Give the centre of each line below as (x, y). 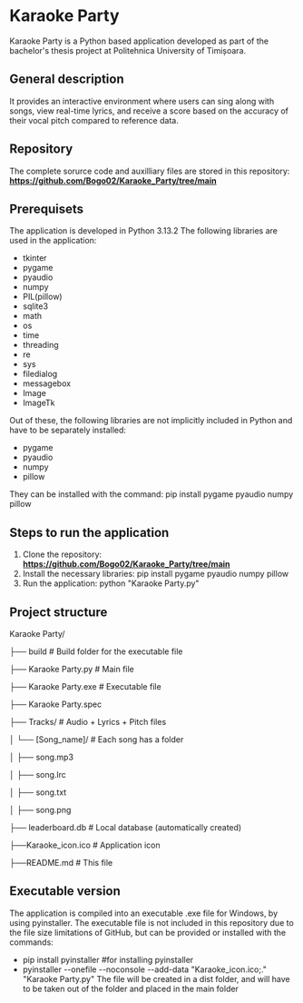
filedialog (40, 374)
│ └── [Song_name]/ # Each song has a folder (97, 740)
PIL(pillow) (42, 297)
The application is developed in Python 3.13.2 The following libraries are (144, 231)
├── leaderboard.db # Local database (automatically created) (126, 827)
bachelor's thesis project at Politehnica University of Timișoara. (128, 50)
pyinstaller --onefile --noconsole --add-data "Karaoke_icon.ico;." (145, 969)
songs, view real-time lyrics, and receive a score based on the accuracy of (149, 111)
